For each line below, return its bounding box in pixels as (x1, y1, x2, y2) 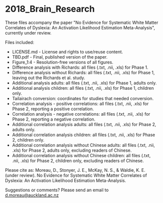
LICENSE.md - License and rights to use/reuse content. (12, 49, 123, 55)
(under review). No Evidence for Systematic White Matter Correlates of (5, 172, 147, 178)
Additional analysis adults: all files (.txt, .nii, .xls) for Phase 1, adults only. (12, 80, 157, 86)
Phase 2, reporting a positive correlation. (12, 106, 94, 112)
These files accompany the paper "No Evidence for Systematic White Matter (5, 20, 159, 25)
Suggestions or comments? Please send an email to (5, 187, 109, 193)
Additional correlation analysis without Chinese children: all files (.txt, (12, 152, 151, 158)
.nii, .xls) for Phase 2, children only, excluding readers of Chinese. (12, 158, 144, 163)
